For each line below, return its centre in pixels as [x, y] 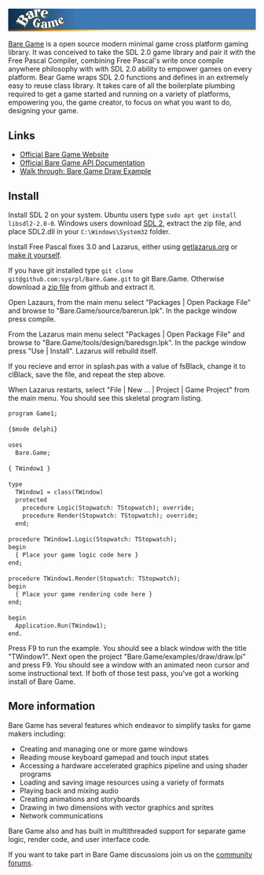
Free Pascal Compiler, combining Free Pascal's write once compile [116, 61]
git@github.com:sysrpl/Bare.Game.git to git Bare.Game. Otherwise [116, 278]
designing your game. [43, 111]
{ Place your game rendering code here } [84, 594]
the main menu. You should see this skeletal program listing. [105, 398]
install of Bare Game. [42, 682]
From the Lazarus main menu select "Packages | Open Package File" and [126, 334]
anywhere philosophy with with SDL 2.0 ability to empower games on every [130, 69]
